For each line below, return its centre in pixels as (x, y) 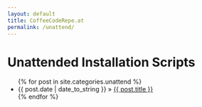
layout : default (31, 14)
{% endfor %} (38, 97)
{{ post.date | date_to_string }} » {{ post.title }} (85, 89)
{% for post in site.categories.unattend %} (80, 81)
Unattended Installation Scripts (101, 62)
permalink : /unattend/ (41, 27)
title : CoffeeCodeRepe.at (46, 21)
